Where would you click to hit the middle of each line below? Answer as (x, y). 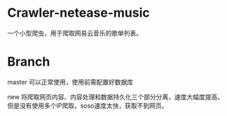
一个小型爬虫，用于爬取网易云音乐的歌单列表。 (75, 33)
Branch (29, 62)
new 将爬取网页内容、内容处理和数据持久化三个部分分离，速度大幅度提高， (116, 96)
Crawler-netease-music (79, 13)
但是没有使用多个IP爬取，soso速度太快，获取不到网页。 (88, 106)
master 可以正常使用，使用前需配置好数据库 (70, 82)
